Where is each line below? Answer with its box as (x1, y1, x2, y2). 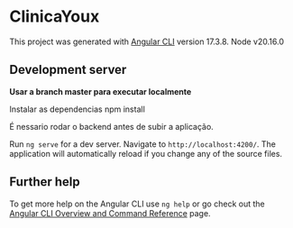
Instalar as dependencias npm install (9, 104, 146, 114)
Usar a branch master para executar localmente (9, 86, 192, 96)
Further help (9, 174, 81, 190)
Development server (9, 62, 127, 78)
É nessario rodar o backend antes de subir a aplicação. (9, 121, 214, 132)
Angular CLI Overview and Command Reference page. (9, 207, 211, 218)
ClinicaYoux (9, 6, 100, 27)
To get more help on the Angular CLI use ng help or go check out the (9, 198, 265, 209)
